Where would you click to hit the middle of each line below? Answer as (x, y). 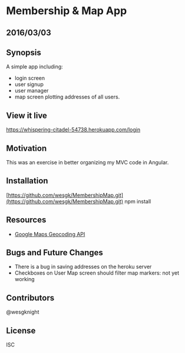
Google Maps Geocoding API (50, 234)
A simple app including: (34, 67)
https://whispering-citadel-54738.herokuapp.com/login (73, 130)
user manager (32, 91)
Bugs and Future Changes (54, 253)
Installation (27, 181)
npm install (138, 201)
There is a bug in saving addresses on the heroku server (83, 267)
